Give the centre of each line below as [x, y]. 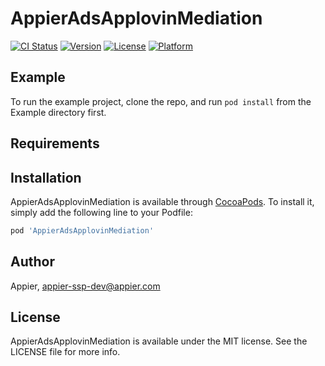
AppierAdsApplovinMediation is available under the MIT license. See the [159, 341]
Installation [46, 177]
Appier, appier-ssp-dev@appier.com [85, 286]
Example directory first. [58, 112]
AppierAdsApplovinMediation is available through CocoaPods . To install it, [162, 201]
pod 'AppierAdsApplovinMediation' [82, 230]
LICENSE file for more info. [65, 352]
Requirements [55, 143]
